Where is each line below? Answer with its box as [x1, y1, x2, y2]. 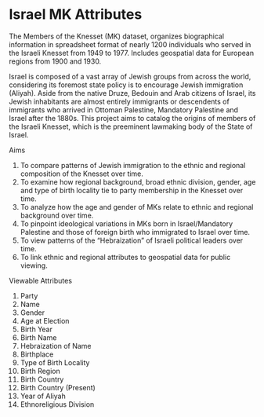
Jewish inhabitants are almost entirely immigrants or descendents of [9, 97, 230, 106]
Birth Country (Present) [20, 382, 96, 392]
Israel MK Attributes [9, 5, 143, 24]
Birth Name [20, 332, 57, 342]
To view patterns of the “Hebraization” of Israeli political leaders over [20, 236, 244, 245]
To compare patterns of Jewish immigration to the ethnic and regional [20, 160, 246, 170]
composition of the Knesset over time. [20, 169, 144, 178]
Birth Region [20, 366, 61, 375]
